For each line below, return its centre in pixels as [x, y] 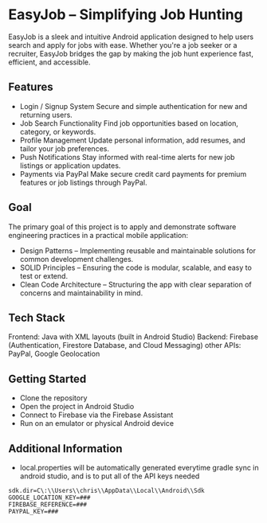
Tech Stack [37, 317]
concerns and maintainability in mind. [81, 293]
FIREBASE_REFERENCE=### [48, 505]
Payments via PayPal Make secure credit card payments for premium [133, 174]
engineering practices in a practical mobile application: [98, 235]
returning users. [46, 115]
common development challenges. [77, 259]
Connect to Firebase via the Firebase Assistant [96, 415]
